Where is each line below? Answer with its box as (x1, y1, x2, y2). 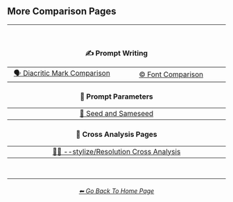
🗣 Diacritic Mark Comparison (13, 69, 111, 78)
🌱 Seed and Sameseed (79, 109, 154, 119)
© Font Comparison (138, 69, 204, 79)
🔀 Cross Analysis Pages (76, 130, 157, 140)
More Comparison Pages (7, 6, 116, 17)
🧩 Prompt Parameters (79, 92, 154, 101)
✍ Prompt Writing (85, 48, 148, 58)
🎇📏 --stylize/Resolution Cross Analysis (52, 146, 181, 156)
